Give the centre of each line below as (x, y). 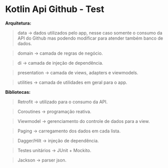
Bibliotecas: (18, 92)
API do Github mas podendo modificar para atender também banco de (90, 38)
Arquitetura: (18, 23)
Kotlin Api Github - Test (55, 9)
